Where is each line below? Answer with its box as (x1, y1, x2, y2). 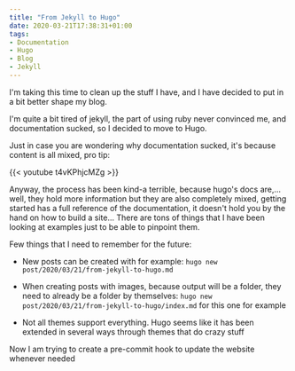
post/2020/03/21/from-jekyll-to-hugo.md (21, 265, 174, 274)
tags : (9, 29, 29, 38)
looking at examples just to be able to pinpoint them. (9, 221, 200, 232)
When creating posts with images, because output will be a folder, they (21, 280, 282, 291)
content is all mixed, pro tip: (9, 149, 111, 160)
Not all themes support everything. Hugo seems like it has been (21, 317, 254, 328)
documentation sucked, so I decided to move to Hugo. (9, 122, 207, 133)
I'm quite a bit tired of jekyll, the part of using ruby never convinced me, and (9, 113, 286, 124)
